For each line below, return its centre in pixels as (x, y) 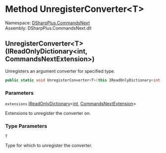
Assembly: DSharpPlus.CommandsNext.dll (48, 28)
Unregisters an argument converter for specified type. (60, 71)
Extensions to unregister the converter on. (48, 113)
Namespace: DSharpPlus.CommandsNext (47, 23)
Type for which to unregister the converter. (49, 146)
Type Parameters (26, 126)
